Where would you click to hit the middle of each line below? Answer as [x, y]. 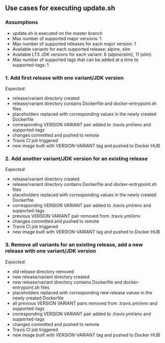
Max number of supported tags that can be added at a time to [75, 60]
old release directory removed [43, 271]
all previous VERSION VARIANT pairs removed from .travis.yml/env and [85, 303]
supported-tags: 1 [30, 65]
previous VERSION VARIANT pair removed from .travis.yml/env [76, 216]
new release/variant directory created [51, 277]
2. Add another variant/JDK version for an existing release [76, 159]
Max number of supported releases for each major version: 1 [74, 44]
